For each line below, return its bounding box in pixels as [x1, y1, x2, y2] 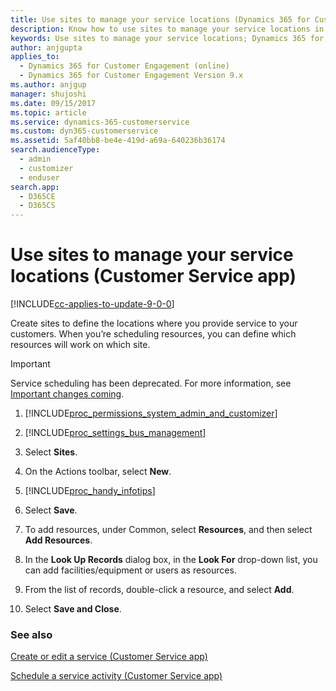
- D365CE [19, 191, 56, 201]
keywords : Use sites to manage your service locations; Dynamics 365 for [10, 33, 325, 43]
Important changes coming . [10, 388, 125, 400]
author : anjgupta [10, 42, 83, 53]
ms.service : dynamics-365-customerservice [10, 117, 190, 127]
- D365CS [19, 201, 56, 211]
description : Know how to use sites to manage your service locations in [10, 24, 325, 34]
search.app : [10, 182, 60, 192]
